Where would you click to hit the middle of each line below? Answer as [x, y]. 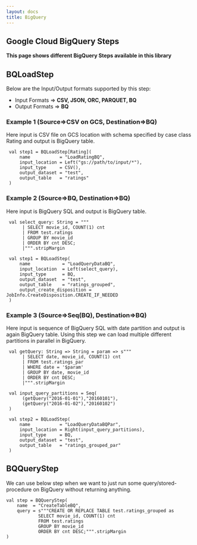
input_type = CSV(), [50, 168]
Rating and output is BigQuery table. [51, 141]
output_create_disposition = [56, 290]
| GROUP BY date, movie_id [55, 372]
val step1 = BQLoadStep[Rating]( [50, 152]
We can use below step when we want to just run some [74, 483]
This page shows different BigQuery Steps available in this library [89, 56]
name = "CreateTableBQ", [49, 505]
